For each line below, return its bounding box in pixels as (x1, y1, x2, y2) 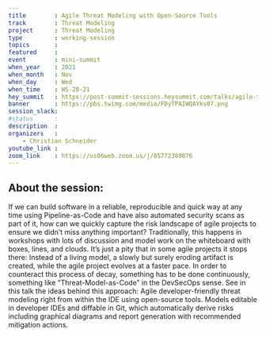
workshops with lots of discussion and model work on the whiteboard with (8, 236, 251, 246)
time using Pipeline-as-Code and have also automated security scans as (8, 211, 245, 220)
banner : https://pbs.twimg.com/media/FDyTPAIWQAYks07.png (8, 100, 228, 108)
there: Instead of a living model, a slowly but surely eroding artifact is (8, 253, 234, 262)
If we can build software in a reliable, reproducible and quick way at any (8, 202, 243, 212)
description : (8, 122, 59, 130)
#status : (8, 115, 59, 123)
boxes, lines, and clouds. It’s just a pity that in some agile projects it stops (8, 244, 248, 254)
